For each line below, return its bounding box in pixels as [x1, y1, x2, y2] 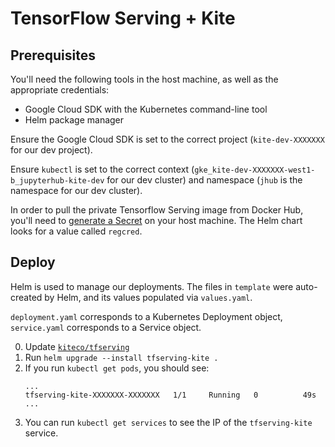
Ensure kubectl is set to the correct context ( [10, 163, 195, 175]
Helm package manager [24, 114, 125, 126]
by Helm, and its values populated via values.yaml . [44, 291, 253, 303]
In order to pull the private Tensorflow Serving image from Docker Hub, [10, 204, 304, 216]
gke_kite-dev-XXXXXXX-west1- [194, 165, 316, 175]
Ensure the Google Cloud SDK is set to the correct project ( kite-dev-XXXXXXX [10, 133, 325, 145]
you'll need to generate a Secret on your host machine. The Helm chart [10, 215, 303, 226]
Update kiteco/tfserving [24, 340, 130, 352]
